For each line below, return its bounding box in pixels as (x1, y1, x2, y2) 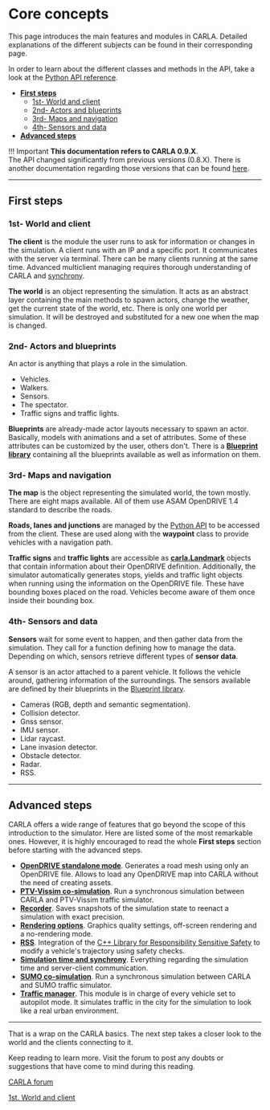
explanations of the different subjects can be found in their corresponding (8, 39, 253, 49)
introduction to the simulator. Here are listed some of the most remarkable (8, 828, 253, 838)
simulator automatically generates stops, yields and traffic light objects (8, 570, 243, 580)
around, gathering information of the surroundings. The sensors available (8, 675, 251, 685)
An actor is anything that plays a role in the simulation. (8, 358, 188, 368)
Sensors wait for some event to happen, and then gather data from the (8, 634, 243, 643)
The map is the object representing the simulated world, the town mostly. (8, 488, 251, 498)
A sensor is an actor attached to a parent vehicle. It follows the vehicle (8, 667, 241, 676)
